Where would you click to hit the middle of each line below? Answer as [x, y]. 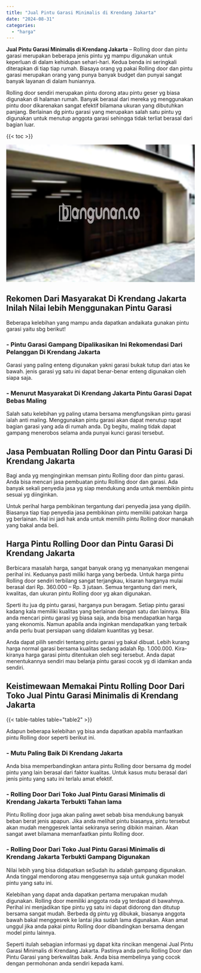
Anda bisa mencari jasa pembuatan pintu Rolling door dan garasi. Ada [92, 482]
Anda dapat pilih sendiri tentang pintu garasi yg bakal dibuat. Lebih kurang [98, 642]
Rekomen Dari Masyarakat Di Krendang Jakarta [96, 299]
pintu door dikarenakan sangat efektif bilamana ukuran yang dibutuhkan [95, 105]
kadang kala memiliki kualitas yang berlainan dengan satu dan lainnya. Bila [98, 611]
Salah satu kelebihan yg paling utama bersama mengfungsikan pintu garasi [99, 414]
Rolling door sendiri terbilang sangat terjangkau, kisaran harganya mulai [95, 581]
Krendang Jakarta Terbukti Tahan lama [64, 802]
